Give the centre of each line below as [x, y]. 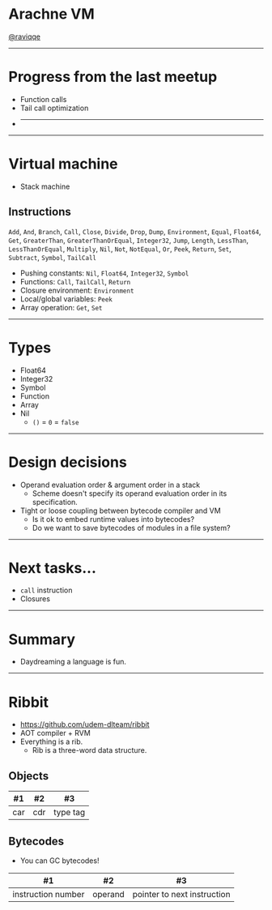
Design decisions [68, 462]
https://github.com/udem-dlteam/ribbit [85, 724]
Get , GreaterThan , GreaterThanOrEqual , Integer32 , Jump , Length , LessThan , [129, 240]
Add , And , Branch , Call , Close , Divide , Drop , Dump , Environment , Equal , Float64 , [135, 231]
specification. [55, 502]
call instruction [46, 590]
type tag [70, 813]
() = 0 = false [55, 421]
